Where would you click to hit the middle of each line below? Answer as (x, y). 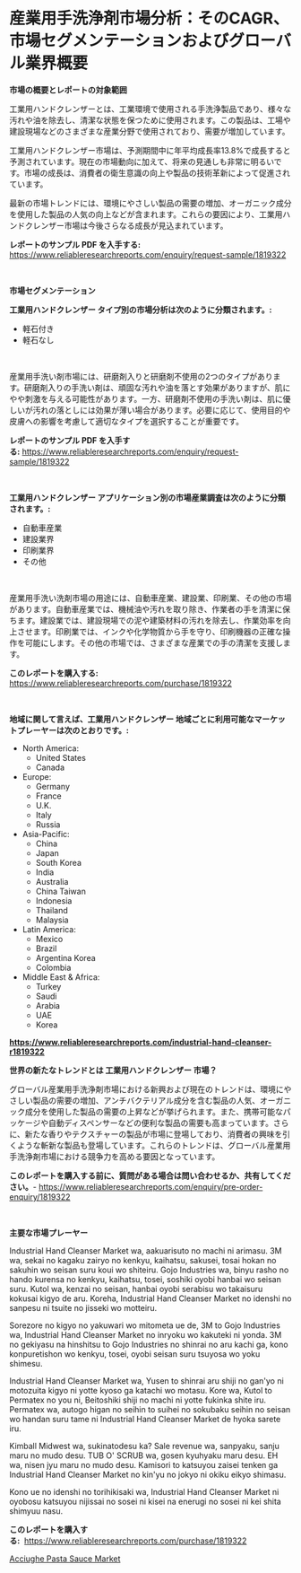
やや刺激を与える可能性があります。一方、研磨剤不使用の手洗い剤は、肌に (146, 398)
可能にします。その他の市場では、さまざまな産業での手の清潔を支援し (154, 642)
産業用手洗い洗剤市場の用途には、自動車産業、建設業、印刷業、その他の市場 (150, 598)
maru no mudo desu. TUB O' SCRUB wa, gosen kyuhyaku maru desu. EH (144, 1455)
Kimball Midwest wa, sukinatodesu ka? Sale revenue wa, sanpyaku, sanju (144, 1446)
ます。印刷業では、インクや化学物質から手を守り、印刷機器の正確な (158, 631)
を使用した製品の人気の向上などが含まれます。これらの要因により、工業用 (146, 214)
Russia (48, 824)
